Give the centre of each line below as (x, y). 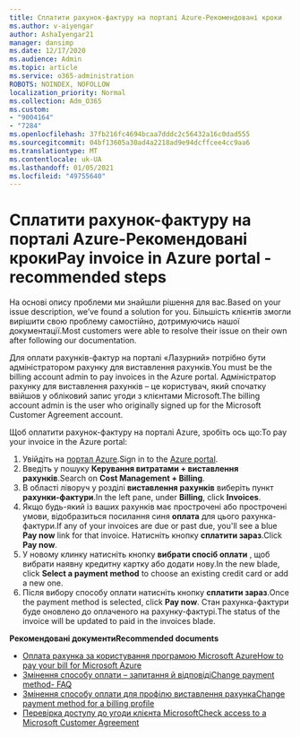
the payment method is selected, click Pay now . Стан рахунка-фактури (155, 603)
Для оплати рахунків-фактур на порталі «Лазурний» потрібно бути (137, 358)
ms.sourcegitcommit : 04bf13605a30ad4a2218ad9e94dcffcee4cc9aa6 (130, 143)
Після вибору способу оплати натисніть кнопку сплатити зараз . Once (155, 593)
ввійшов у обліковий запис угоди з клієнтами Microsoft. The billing (135, 396)
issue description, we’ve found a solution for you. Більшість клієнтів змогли (150, 312)
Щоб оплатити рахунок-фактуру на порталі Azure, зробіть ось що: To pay (148, 432)
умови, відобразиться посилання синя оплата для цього (131, 516)
